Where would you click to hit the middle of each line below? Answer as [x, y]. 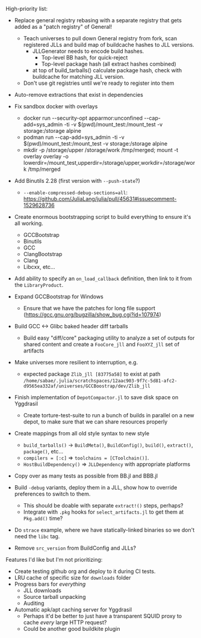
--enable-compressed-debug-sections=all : [75, 192]
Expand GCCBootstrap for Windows [59, 296]
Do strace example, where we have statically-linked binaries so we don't [104, 530]
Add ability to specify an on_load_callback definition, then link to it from [103, 278]
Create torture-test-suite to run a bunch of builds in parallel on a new [109, 415]
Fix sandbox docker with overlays [56, 106]
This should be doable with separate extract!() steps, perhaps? [103, 505]
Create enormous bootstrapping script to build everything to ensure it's [103, 217]
